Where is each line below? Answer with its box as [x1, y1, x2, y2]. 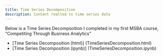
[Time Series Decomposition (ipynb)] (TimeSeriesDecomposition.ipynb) [12, 45, 157, 51]
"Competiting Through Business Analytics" [5, 30, 92, 36]
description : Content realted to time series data [5, 12, 111, 17]
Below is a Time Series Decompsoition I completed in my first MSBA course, [5, 25, 159, 31]
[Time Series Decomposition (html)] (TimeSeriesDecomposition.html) [12, 40, 152, 46]
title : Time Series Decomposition [5, 7, 76, 12]
